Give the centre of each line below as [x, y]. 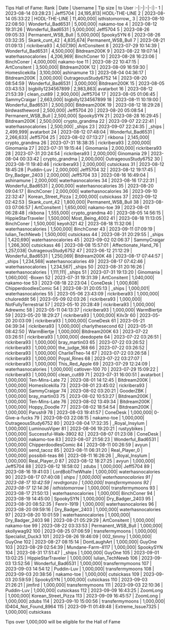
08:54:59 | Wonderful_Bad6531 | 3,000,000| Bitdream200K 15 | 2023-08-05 [85, 83]
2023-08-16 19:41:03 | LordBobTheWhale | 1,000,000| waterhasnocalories [83, 472]
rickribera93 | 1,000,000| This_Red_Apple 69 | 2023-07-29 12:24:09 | [78, 364]
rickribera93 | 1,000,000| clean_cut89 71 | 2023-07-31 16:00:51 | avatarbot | [84, 375]
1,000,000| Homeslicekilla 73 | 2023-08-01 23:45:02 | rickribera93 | [76, 385]
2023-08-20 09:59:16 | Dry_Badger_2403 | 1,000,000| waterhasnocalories [83, 509]
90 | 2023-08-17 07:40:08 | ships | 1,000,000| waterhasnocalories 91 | [79, 477]
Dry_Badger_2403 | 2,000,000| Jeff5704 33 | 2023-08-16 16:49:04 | [77, 175]
